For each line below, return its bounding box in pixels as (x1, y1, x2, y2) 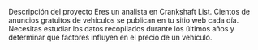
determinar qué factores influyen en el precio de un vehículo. (8, 32, 213, 42)
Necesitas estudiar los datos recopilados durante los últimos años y (8, 24, 235, 33)
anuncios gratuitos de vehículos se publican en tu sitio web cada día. (8, 15, 239, 25)
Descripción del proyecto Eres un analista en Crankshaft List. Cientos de (8, 7, 251, 16)
